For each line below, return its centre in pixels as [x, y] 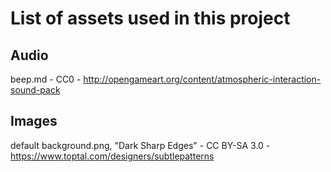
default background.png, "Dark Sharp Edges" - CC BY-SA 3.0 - [140, 145]
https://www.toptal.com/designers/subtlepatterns [112, 156]
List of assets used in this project [150, 18]
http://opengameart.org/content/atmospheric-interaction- [202, 79]
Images [34, 121]
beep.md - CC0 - [46, 79]
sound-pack [35, 90]
